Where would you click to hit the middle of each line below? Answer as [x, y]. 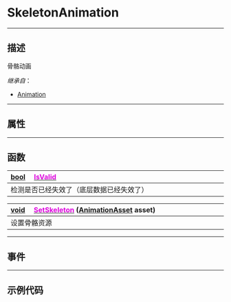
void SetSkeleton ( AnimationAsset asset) [83, 210]
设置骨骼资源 [32, 223]
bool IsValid [34, 177]
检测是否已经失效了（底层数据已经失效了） [80, 190]
